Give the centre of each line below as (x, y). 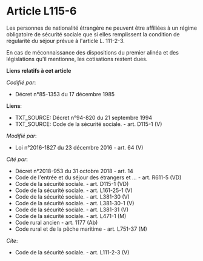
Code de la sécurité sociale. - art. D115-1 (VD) (72, 183)
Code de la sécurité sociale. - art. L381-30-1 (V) (75, 203)
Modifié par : (22, 136)
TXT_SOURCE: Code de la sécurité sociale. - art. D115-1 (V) (88, 124)
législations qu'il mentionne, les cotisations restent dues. (77, 59)
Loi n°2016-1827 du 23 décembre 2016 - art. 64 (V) (79, 147)
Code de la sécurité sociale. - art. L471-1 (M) (71, 216)
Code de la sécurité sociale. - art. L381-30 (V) (72, 197)
